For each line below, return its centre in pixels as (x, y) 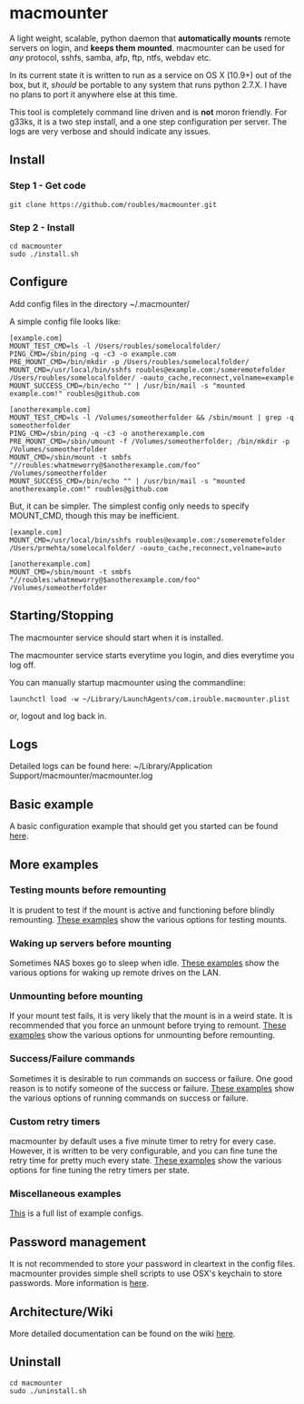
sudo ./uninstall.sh (49, 1391)
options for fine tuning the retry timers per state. (100, 1171)
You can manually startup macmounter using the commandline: (128, 682)
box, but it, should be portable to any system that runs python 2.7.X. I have (148, 84)
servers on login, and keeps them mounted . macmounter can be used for (147, 47)
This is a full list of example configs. (76, 1213)
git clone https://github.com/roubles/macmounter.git (113, 204)
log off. (23, 665)
